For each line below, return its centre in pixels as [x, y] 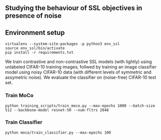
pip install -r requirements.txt [39, 53]
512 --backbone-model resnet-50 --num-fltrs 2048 [57, 110]
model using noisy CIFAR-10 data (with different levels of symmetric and [78, 72]
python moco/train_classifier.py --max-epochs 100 [58, 133]
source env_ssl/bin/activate [35, 48]
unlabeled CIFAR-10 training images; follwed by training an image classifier [81, 67]
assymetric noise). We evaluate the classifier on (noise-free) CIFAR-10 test [81, 77]
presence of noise [33, 16]
